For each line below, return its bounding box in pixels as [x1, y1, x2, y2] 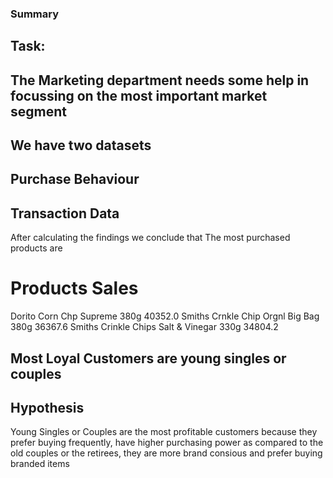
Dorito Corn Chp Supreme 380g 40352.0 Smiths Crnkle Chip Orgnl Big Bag [10, 310, 320, 322]
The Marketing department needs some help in [10, 72, 310, 89]
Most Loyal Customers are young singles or [10, 350, 287, 367]
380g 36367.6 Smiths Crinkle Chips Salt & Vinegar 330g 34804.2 [10, 321, 279, 333]
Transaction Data [10, 205, 120, 222]
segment [10, 103, 67, 120]
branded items [10, 458, 70, 470]
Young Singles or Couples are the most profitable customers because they [10, 426, 318, 438]
